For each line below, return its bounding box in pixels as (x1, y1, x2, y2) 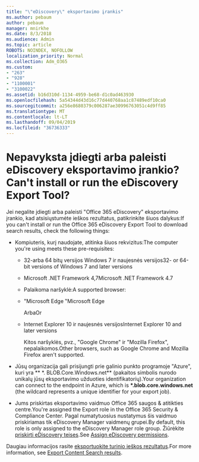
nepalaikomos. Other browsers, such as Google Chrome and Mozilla (23, 345, 189, 352)
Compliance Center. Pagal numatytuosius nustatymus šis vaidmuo (14, 412, 177, 419)
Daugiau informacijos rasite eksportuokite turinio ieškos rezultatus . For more (6, 442, 192, 449)
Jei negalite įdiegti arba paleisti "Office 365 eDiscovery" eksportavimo (6, 208, 179, 215)
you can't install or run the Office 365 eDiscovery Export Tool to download (6, 221, 188, 228)
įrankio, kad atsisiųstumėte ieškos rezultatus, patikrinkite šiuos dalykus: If (6, 214, 184, 221)
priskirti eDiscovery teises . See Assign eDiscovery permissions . (14, 431, 169, 438)
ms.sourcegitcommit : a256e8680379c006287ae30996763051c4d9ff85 (6, 102, 166, 109)
